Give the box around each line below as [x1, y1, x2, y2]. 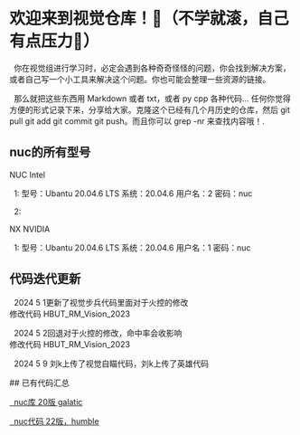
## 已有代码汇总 [9, 377, 70, 388]
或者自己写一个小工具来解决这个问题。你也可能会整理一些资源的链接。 [9, 73, 271, 84]
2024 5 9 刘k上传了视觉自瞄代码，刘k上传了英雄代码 [13, 358, 210, 369]
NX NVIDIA [9, 223, 51, 234]
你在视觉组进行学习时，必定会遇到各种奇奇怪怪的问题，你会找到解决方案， [13, 62, 291, 73]
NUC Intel [9, 169, 46, 180]
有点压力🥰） [9, 31, 99, 52]
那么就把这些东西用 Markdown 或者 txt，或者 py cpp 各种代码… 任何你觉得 [13, 92, 291, 104]
